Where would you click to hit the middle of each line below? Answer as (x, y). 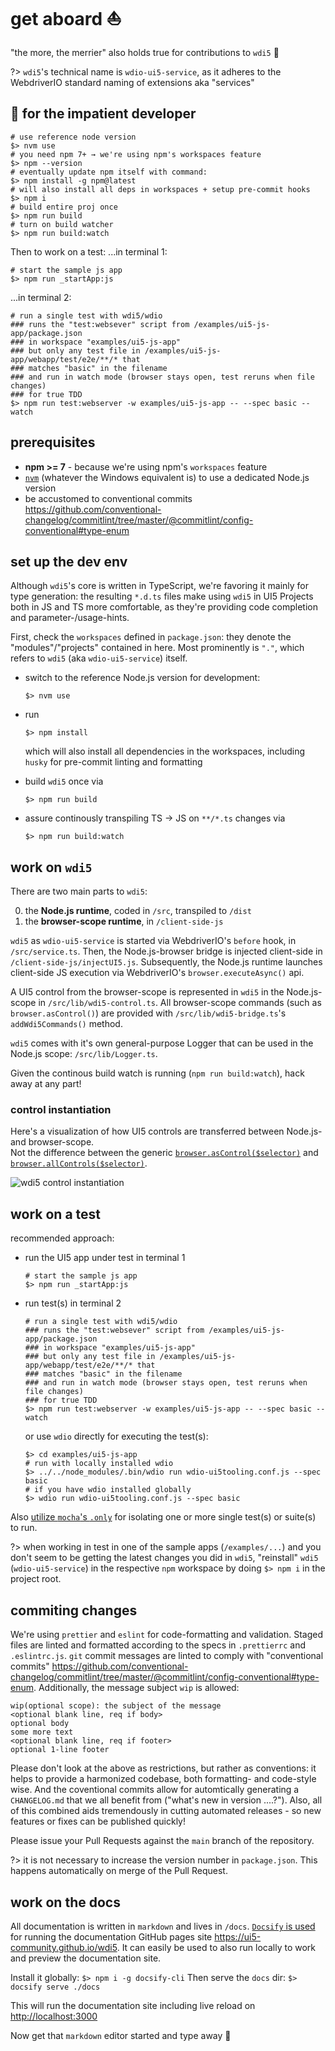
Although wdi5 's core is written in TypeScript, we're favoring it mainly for (160, 586)
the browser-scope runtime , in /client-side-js (124, 921)
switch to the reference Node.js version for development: (142, 678)
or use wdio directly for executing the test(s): (116, 1436)
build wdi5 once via (64, 781)
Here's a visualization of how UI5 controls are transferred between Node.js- (166, 1131)
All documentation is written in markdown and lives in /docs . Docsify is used (163, 1926)
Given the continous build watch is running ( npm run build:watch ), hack (157, 1073)
